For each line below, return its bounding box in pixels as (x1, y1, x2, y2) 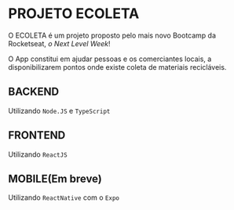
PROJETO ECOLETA (8, 5, 140, 23)
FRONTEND (8, 129, 66, 142)
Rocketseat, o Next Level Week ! (8, 38, 111, 48)
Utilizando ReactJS (8, 150, 68, 159)
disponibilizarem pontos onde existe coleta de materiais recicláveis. (8, 62, 227, 71)
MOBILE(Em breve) (8, 172, 102, 185)
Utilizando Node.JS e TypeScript (8, 106, 111, 115)
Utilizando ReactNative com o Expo (8, 193, 120, 202)
